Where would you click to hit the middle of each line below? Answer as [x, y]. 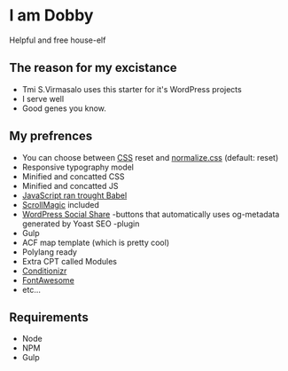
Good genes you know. [64, 108]
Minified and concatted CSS [73, 176]
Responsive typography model [78, 167]
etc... [31, 289]
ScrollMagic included [61, 204]
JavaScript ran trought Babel [74, 195]
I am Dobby [51, 16]
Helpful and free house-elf [58, 40]
